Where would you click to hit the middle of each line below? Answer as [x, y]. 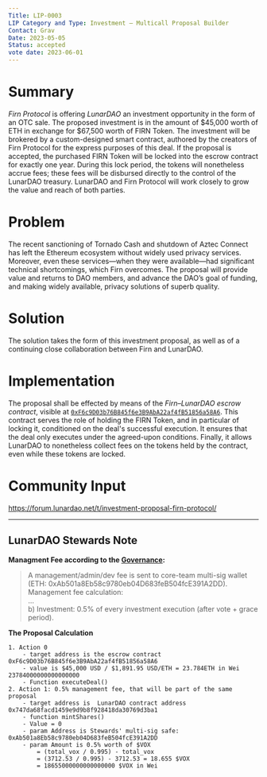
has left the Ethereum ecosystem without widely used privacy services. [125, 252]
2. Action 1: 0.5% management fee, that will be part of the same [120, 689]
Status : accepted [37, 45]
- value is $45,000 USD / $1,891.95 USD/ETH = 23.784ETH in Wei [131, 668]
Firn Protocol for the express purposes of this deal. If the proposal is [120, 147]
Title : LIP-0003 [35, 16]
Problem [37, 222]
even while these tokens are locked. [67, 453]
